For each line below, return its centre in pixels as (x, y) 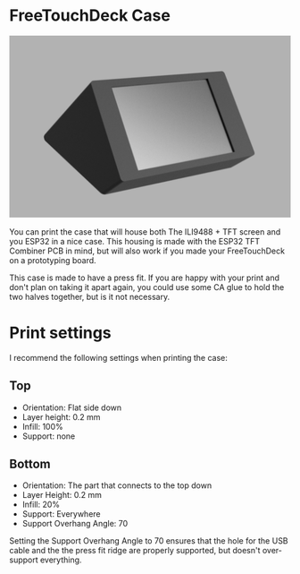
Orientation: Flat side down (72, 407)
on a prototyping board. (53, 260)
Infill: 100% (43, 426)
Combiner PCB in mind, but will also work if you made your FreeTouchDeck (147, 251)
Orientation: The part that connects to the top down (117, 485)
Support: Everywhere (61, 514)
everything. (61, 560)
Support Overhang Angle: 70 (75, 524)
